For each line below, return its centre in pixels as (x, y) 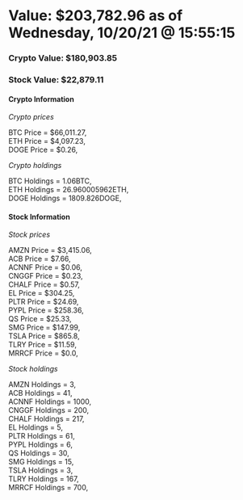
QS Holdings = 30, (39, 453)
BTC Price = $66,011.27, (48, 132)
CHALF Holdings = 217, (46, 419)
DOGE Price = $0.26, (43, 150)
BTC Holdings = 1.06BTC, (50, 181)
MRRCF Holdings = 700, (48, 488)
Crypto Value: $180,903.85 (63, 58)
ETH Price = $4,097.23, (47, 141)
